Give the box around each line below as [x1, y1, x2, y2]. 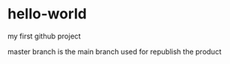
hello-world [7, 5, 88, 23]
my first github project [7, 31, 81, 41]
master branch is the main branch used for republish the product [7, 46, 222, 56]
